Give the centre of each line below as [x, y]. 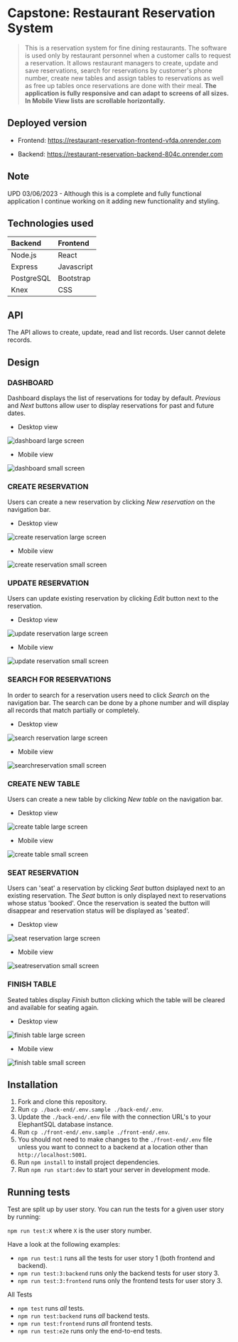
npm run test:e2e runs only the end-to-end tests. [90, 1331]
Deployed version [47, 123]
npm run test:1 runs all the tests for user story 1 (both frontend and [116, 1258]
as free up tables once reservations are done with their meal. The [120, 85]
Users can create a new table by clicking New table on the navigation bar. [115, 799]
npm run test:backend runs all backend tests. [84, 1316]
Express [25, 267]
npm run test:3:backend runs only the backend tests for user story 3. [119, 1273]
